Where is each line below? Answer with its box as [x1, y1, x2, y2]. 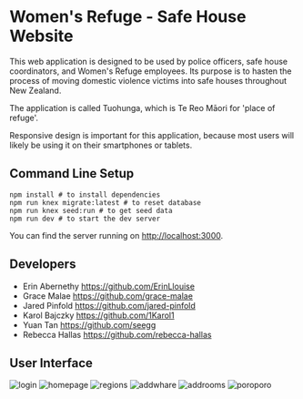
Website [9, 26, 74, 46]
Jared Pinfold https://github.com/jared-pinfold [22, 300, 196, 311]
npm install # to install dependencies [9, 189, 161, 199]
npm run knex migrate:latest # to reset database [9, 198, 202, 207]
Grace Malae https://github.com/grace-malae [22, 290, 194, 302]
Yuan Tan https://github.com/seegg [22, 319, 157, 330]
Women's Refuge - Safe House [9, 6, 247, 27]
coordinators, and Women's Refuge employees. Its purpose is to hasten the [9, 66, 293, 77]
